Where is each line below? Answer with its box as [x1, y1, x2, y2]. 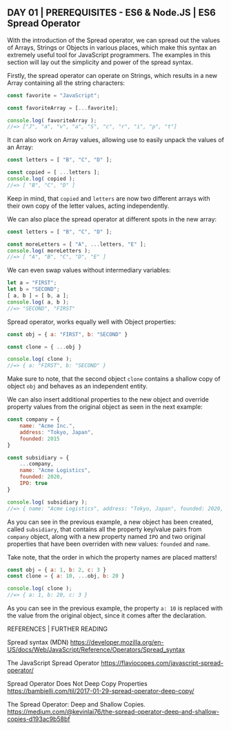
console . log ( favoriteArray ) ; [7, 117, 97, 124]
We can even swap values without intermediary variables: [7, 266, 171, 275]
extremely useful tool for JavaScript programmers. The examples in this [7, 50, 211, 59]
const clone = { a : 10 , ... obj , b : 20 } [7, 573, 125, 580]
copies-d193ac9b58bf [7, 715, 70, 723]
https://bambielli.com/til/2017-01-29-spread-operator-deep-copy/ [7, 687, 194, 696]
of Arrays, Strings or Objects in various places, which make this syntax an [7, 43, 217, 52]
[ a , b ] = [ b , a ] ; [7, 293, 70, 299]
